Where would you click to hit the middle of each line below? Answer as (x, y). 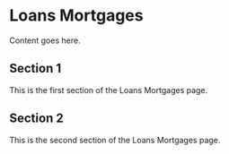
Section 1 (35, 68)
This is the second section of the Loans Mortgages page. (115, 140)
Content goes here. (45, 40)
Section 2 (37, 119)
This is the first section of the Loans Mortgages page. (109, 90)
